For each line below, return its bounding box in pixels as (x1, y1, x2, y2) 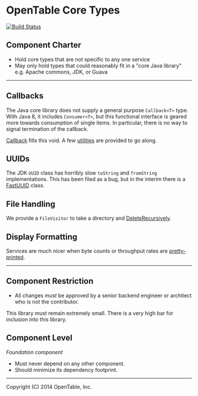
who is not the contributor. (14, 298, 79, 305)
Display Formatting (6, 232, 78, 242)
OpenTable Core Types (6, 4, 120, 17)
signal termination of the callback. (6, 125, 88, 133)
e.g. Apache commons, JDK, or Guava (14, 68, 108, 75)
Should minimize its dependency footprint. (14, 366, 118, 373)
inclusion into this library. (6, 316, 67, 323)
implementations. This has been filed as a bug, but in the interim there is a (6, 176, 186, 183)
